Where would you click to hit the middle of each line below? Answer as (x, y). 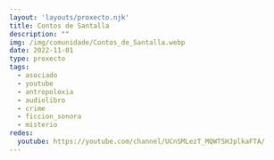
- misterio (37, 125)
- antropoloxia (46, 92)
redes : (21, 133)
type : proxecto (37, 59)
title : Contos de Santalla (59, 26)
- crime (32, 108)
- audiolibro (42, 100)
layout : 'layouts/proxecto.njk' (69, 17)
